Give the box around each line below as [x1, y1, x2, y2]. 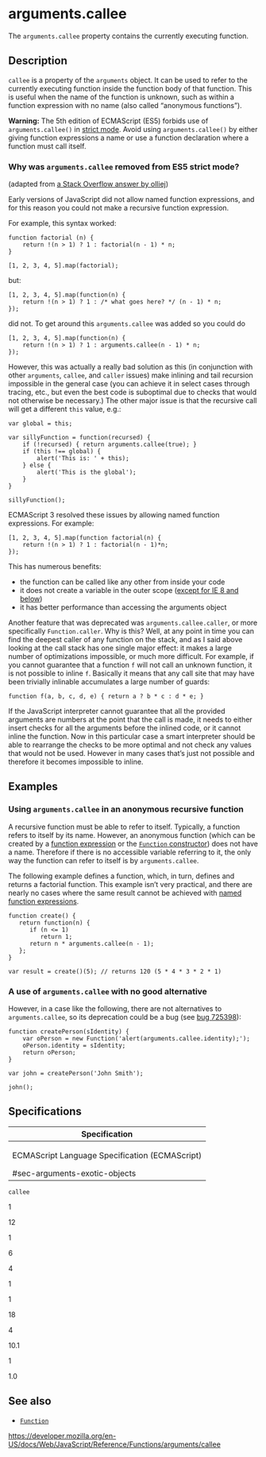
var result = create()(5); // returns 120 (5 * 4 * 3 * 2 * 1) [8, 967, 222, 975]
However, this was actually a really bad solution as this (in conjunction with [8, 362, 253, 372]
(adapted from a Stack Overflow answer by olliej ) [8, 180, 169, 189]
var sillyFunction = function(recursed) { [8, 434, 151, 442]
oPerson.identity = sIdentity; [22, 1042, 126, 1050]
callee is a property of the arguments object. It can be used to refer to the [8, 75, 248, 84]
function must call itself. [8, 141, 87, 151]
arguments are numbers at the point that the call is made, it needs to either [8, 715, 253, 724]
